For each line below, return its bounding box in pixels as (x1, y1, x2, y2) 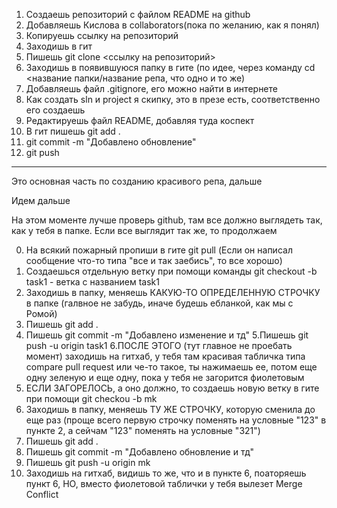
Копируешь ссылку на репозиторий (25, 30, 179, 41)
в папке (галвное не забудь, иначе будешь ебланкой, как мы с (25, 297, 294, 309)
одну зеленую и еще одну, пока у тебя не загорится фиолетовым (25, 372, 305, 383)
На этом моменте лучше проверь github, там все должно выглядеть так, (11, 214, 323, 226)
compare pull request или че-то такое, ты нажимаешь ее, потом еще (25, 361, 318, 373)
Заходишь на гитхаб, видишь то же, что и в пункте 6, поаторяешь (25, 467, 307, 479)
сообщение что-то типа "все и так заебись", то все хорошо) (25, 255, 283, 266)
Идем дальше (11, 195, 71, 206)
